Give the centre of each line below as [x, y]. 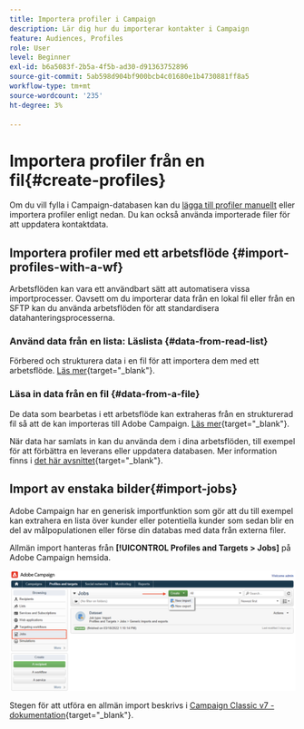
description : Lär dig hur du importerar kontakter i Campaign [129, 29]
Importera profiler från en [108, 161]
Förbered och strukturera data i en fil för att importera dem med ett [134, 361]
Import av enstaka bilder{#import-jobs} [123, 489]
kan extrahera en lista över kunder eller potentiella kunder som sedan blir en [152, 520]
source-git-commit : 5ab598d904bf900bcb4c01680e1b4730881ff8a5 [129, 77]
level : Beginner [40, 58]
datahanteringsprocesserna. [62, 318]
